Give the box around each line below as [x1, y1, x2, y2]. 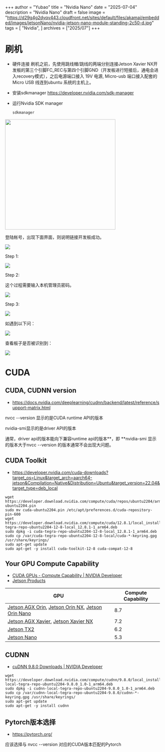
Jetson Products [12, 578, 46, 584]
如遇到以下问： [5, 320, 35, 326]
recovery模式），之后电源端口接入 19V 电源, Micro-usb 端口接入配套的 [16, 73, 158, 79]
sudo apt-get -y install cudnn [5, 703, 69, 708]
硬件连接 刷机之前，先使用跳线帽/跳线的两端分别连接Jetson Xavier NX [12, 61, 154, 67]
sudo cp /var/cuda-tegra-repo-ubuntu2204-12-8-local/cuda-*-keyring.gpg [5, 533, 157, 538]
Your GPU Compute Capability [5, 560, 99, 568]
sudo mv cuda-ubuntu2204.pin [5, 507, 65, 513]
